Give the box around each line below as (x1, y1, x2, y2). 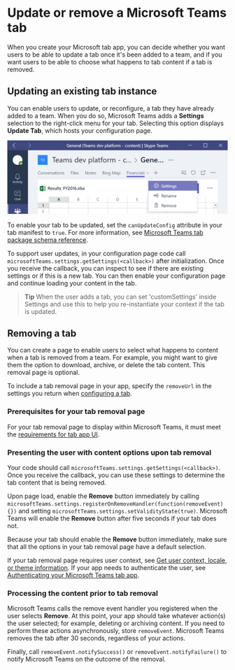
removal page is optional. (7, 369, 80, 377)
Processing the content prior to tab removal (7, 588, 159, 598)
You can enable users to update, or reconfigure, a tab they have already (7, 104, 215, 113)
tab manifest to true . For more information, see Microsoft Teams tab (7, 228, 204, 236)
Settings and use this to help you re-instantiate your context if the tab (24, 299, 225, 308)
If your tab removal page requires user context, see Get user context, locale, (7, 556, 227, 564)
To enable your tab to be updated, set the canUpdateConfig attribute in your (7, 220, 222, 229)
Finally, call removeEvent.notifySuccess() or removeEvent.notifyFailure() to (7, 648, 227, 656)
